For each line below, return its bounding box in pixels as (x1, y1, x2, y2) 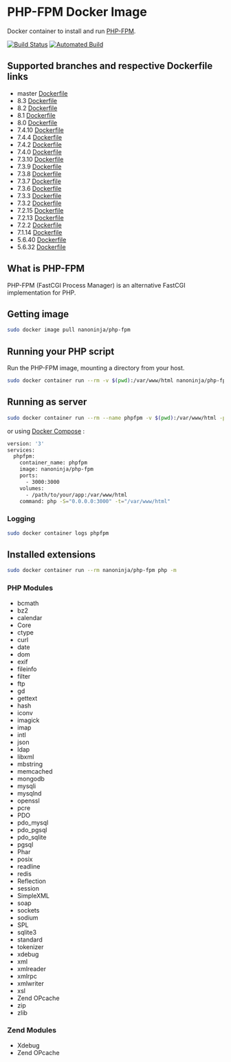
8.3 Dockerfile (16, 96, 58, 105)
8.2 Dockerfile (16, 104, 58, 112)
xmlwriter (16, 979, 45, 988)
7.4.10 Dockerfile (16, 125, 64, 134)
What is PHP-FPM (7, 263, 85, 275)
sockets (16, 906, 40, 914)
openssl (16, 796, 40, 805)
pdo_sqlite (16, 833, 47, 841)
